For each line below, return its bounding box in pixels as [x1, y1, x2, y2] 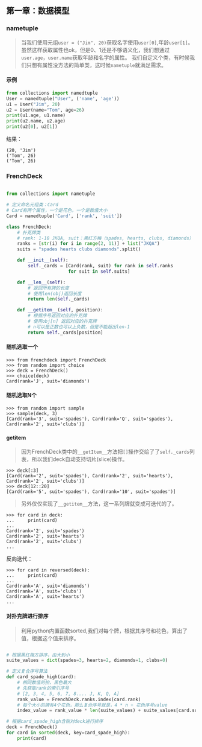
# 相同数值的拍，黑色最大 [17, 679, 72, 685]
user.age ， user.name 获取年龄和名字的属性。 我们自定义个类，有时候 [20, 54, 190, 61]
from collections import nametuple [6, 191, 96, 197]
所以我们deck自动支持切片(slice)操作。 [31, 456, 128, 463]
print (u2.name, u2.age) [6, 118, 66, 124]
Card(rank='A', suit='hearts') [6, 594, 85, 600]
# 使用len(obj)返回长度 [28, 290, 82, 297]
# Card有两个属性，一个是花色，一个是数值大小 [6, 208, 108, 214]
